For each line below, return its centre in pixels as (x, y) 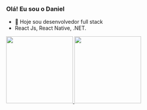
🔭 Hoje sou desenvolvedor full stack (59, 22)
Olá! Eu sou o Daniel (36, 9)
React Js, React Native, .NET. (50, 28)
